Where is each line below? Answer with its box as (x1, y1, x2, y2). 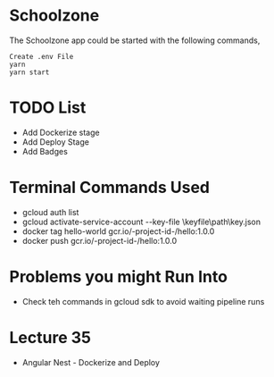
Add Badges (21, 146, 69, 156)
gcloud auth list (21, 206, 79, 217)
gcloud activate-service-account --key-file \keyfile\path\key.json (21, 216, 262, 227)
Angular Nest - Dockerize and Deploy (21, 356, 161, 367)
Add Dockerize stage (21, 127, 100, 138)
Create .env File (9, 52, 74, 61)
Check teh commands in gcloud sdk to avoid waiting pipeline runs (21, 296, 265, 306)
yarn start (9, 68, 50, 77)
